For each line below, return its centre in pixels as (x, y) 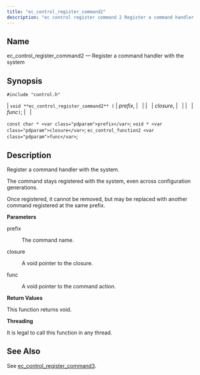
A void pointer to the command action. (69, 286)
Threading (20, 321)
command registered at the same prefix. (56, 205)
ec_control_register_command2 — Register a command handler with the (96, 56)
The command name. (48, 240)
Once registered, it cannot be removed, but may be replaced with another (97, 199)
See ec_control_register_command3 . (52, 365)
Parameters (21, 217)
